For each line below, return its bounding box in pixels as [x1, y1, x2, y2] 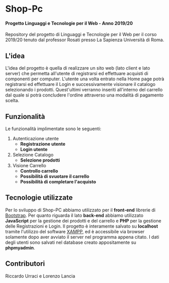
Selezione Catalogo [12, 152, 54, 158]
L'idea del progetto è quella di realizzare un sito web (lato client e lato [5, 65, 151, 71]
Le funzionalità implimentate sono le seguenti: [5, 125, 102, 132]
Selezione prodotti [20, 157, 60, 163]
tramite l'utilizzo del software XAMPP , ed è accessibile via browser [5, 228, 145, 234]
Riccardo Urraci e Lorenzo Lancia [5, 273, 75, 279]
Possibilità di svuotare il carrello [20, 173, 90, 179]
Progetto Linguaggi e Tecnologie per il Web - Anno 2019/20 [5, 20, 133, 26]
